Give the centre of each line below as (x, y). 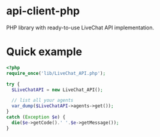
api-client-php (43, 11)
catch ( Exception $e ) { (36, 117)
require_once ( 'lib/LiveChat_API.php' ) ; (56, 73)
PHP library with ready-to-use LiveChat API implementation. (80, 28)
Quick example (44, 52)
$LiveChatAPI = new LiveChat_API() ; (57, 90)
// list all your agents (43, 101)
